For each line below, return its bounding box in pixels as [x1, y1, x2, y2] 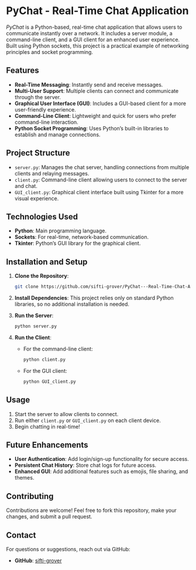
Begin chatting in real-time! [14, 423, 80, 430]
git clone [14, 284, 39, 290]
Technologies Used [6, 211, 78, 221]
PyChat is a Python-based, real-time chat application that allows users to [6, 23, 183, 31]
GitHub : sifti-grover [14, 556, 62, 564]
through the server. [14, 93, 61, 100]
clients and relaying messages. [14, 170, 90, 177]
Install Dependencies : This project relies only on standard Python [14, 295, 174, 302]
